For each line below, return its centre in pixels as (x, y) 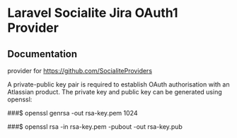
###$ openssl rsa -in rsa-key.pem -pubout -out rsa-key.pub (95, 127)
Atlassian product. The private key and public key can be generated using (115, 92)
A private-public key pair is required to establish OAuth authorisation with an (118, 84)
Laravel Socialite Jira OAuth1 (93, 13)
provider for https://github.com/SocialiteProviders (80, 71)
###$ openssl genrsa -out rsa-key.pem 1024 (73, 113)
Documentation (42, 54)
